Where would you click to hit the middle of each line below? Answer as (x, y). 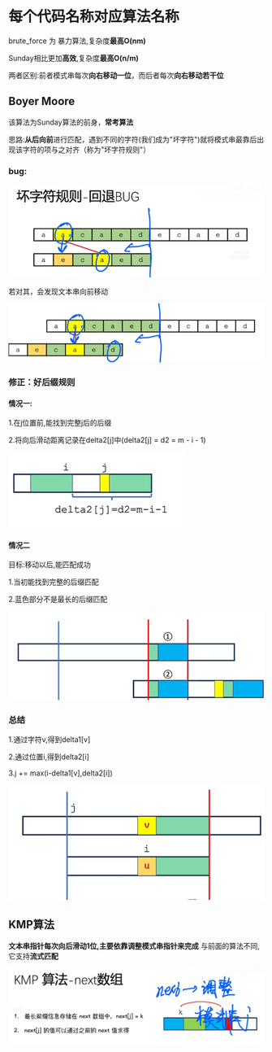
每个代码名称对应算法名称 (94, 17)
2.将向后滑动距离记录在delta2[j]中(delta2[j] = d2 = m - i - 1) (107, 440)
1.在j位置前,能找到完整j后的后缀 (60, 423)
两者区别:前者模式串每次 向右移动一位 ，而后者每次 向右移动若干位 (117, 75)
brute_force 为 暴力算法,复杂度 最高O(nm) (77, 41)
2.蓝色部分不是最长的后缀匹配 (58, 600)
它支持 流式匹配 (33, 956)
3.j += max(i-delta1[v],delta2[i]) (61, 773)
